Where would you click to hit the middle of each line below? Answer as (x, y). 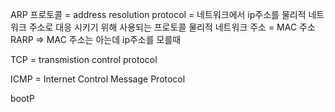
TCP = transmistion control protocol (84, 59)
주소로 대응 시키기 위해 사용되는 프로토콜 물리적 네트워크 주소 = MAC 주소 (172, 27)
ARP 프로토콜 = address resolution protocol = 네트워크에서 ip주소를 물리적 (158, 14)
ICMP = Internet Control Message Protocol (98, 79)
